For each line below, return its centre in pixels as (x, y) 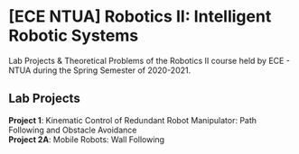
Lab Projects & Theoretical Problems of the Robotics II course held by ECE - (149, 60)
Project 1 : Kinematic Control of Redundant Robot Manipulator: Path (133, 120)
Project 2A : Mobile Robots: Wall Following (86, 139)
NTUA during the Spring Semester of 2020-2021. (100, 70)
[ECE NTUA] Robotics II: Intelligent (140, 17)
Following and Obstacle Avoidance (73, 130)
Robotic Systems (74, 36)
